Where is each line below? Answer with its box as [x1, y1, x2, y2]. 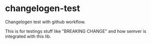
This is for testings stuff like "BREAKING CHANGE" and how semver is [5, 28, 147, 34]
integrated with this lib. [5, 33, 51, 39]
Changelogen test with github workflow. [5, 19, 86, 25]
